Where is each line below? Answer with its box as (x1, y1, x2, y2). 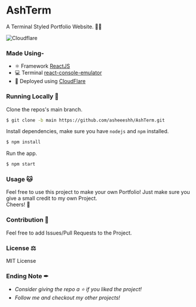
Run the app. (6, 150, 37, 157)
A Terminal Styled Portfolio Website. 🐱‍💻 (6, 23, 102, 30)
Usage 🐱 (6, 175, 33, 183)
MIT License (6, 258, 37, 265)
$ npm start (6, 161, 35, 167)
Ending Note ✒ (6, 272, 49, 280)
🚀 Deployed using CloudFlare (14, 78, 86, 85)
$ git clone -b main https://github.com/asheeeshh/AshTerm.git (6, 117, 165, 123)
